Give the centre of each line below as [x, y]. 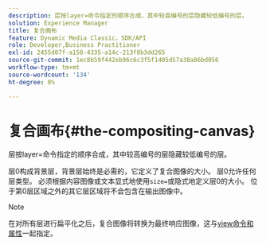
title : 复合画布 [33, 30]
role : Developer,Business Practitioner [74, 45]
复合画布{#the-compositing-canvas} [132, 131]
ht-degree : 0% [32, 82]
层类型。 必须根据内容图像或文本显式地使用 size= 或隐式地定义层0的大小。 [129, 181]
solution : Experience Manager [59, 23]
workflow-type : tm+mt [44, 68]
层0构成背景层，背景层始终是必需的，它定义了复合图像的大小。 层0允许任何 [132, 171]
